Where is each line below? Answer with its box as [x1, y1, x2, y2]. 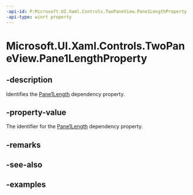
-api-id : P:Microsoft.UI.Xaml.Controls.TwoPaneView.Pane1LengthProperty [6, 8, 187, 15]
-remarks [6, 140, 41, 150]
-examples [6, 180, 46, 190]
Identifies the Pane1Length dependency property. [6, 90, 125, 97]
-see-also [6, 160, 43, 170]
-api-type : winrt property [6, 14, 72, 20]
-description [6, 75, 53, 85]
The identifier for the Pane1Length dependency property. [6, 123, 143, 130]
